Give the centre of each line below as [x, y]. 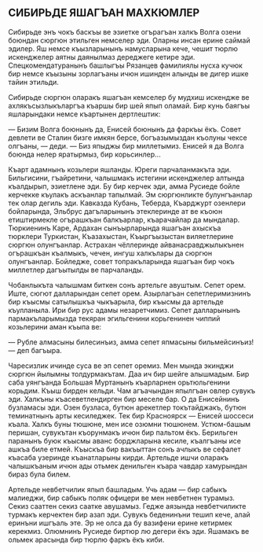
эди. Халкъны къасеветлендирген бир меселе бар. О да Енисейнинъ [124, 399]
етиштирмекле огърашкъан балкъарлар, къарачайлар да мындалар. [124, 219]
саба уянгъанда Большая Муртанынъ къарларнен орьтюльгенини [119, 382]
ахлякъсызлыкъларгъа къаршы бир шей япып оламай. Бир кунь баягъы [129, 105]
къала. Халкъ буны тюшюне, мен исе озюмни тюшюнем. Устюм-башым [130, 424]
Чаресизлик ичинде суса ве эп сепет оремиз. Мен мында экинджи [121, 366]
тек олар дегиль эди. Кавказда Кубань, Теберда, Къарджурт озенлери [127, 203]
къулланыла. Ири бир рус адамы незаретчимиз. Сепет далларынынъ [124, 310]
